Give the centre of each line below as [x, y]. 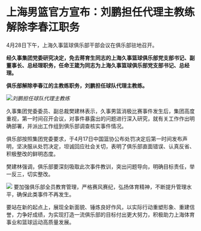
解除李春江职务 [43, 27]
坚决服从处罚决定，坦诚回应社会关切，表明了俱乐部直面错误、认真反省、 [106, 146]
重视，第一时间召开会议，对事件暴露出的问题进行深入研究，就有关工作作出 [98, 118]
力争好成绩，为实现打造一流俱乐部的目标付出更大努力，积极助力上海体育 [106, 214]
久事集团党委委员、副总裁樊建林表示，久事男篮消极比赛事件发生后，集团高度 [100, 111]
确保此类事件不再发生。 [45, 194]
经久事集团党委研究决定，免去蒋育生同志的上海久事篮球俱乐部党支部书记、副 [100, 58]
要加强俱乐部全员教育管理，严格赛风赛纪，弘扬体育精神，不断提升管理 [100, 187]
